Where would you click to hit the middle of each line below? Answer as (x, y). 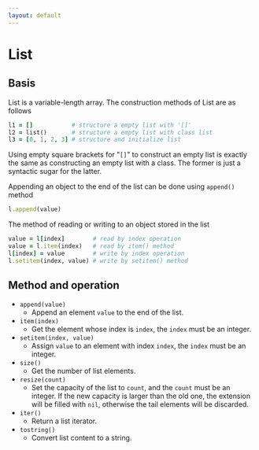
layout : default (35, 15)
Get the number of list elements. (83, 371)
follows (20, 110)
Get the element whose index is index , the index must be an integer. (141, 329)
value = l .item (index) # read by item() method (91, 246)
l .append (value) (35, 209)
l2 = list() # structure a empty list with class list (111, 132)
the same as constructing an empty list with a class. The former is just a (125, 163)
